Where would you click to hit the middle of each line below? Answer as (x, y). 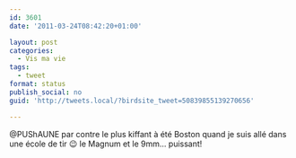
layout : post (34, 42)
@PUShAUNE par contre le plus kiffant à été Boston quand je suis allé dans (148, 134)
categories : (31, 50)
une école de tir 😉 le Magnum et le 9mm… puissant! (106, 144)
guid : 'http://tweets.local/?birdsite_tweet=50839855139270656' (132, 101)
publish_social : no (46, 92)
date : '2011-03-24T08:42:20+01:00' (76, 26)
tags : (19, 67)
